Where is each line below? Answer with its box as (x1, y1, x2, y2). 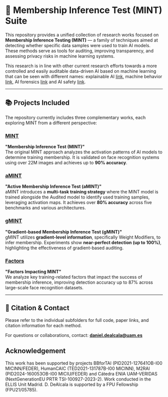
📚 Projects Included (5, 99, 70, 107)
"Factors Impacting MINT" (5, 268, 61, 275)
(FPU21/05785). (5, 386, 37, 392)
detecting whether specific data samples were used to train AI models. (5, 42, 151, 48)
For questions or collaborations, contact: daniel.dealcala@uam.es (5, 332, 142, 338)
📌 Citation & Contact (5, 304, 69, 312)
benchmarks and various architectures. (5, 205, 86, 211)
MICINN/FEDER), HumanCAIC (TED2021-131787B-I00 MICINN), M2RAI (5, 365, 150, 371)
